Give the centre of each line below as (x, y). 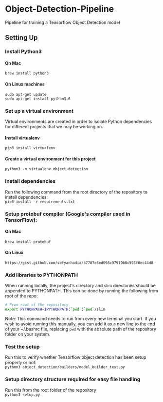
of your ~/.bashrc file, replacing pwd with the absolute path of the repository (81, 329)
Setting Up (21, 38)
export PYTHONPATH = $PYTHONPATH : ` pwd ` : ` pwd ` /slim (55, 310)
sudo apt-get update (26, 94)
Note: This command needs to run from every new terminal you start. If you (81, 319)
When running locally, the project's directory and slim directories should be (80, 286)
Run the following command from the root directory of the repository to (76, 192)
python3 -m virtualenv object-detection (47, 169)
